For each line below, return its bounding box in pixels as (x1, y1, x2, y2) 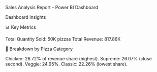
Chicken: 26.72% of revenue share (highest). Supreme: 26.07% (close (5, 56, 152, 61)
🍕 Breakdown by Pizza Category (5, 46, 73, 52)
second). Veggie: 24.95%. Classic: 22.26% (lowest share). (5, 61, 128, 67)
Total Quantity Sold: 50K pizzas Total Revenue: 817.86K (5, 36, 121, 42)
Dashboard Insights (5, 14, 46, 20)
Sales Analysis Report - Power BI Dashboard (5, 5, 98, 10)
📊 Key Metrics (5, 24, 37, 30)
